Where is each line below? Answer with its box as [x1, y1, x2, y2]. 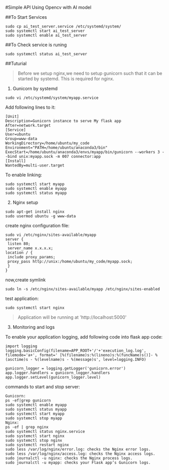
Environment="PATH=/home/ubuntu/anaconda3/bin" [5, 145, 108, 150]
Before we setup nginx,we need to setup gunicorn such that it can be [17, 71, 162, 76]
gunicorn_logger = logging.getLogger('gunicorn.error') [5, 366, 126, 371]
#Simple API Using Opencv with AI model [5, 5, 91, 10]
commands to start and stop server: [5, 384, 80, 390]
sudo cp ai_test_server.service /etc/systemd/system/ [5, 24, 122, 29]
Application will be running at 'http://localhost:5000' [17, 314, 127, 320]
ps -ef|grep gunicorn [5, 398, 51, 403]
